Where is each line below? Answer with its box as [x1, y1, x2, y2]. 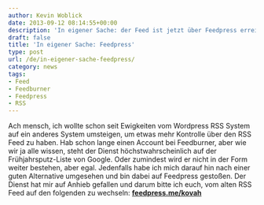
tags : [8, 70, 26, 78]
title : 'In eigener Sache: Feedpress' [8, 41, 135, 49]
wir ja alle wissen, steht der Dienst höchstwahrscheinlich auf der [8, 147, 218, 156]
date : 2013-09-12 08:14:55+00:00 [8, 19, 118, 27]
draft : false [8, 33, 51, 42]
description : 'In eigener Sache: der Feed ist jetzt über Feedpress [8, 26, 237, 34]
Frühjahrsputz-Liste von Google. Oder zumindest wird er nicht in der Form [8, 155, 248, 164]
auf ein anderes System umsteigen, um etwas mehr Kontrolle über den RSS [8, 129, 251, 139]
